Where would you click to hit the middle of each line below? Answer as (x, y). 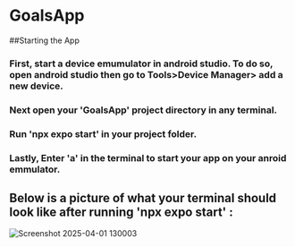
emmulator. (35, 169)
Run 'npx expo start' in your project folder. (103, 133)
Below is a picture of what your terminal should (143, 198)
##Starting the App (45, 40)
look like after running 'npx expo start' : (122, 213)
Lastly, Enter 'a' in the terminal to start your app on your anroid (148, 158)
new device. (37, 86)
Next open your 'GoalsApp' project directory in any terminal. (143, 110)
